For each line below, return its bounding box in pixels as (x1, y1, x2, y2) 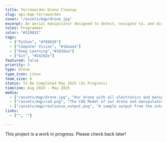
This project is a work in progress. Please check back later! (5, 131, 126, 137)
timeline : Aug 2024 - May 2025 (5, 85, 70, 91)
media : (5, 90, 19, 95)
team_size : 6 (5, 76, 32, 81)
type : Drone (5, 67, 30, 72)
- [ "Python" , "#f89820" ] (9, 40, 61, 45)
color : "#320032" (5, 30, 41, 35)
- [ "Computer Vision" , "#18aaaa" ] (9, 44, 81, 49)
